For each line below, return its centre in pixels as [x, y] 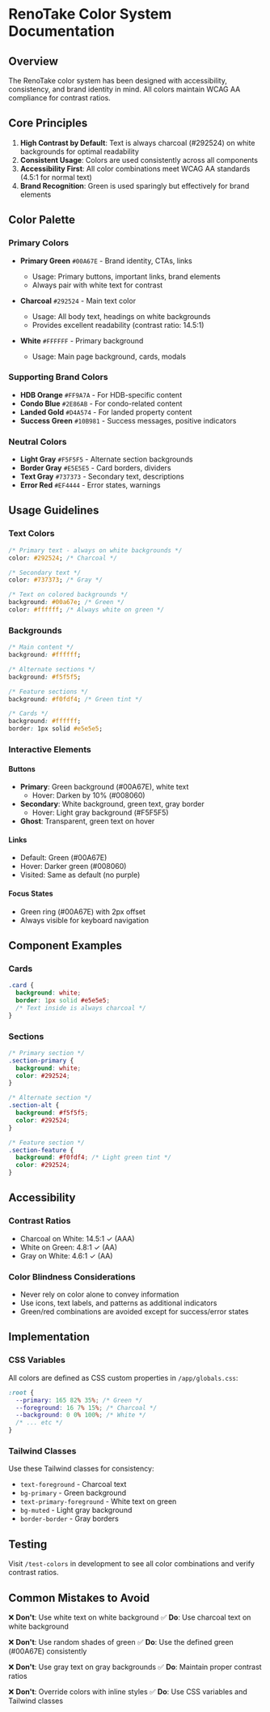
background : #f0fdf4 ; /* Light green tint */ [94, 1158]
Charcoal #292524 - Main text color [78, 300]
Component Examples [65, 945]
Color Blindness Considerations [72, 1276]
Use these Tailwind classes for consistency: [81, 1469]
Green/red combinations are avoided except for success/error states [134, 1312]
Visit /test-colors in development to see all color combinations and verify [131, 1564]
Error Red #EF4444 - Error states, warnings [90, 485]
